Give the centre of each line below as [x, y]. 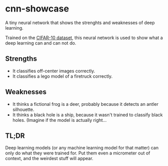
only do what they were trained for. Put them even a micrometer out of [78, 153]
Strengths [21, 59]
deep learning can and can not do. [41, 43]
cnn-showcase [37, 9]
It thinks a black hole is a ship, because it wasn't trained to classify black [88, 115]
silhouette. [23, 109]
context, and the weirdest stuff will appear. [49, 158]
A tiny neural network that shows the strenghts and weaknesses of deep [80, 23]
